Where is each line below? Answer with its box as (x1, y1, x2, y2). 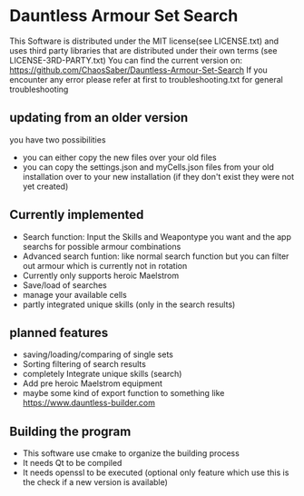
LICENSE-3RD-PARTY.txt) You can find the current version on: (9, 55, 243, 65)
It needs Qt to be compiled (22, 458, 123, 469)
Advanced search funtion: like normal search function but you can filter (22, 251, 289, 262)
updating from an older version (9, 110, 189, 125)
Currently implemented (9, 207, 144, 223)
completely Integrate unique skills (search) (22, 369, 182, 380)
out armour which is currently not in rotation (22, 260, 188, 271)
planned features (9, 324, 109, 341)
